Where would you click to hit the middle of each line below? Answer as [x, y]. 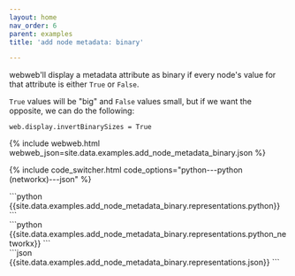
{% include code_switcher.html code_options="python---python [126, 170]
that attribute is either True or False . [74, 84]
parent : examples [41, 34]
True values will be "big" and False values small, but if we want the [130, 102]
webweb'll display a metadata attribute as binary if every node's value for [143, 75]
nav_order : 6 [33, 26]
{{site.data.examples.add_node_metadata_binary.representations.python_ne [148, 234]
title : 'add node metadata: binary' [76, 42]
